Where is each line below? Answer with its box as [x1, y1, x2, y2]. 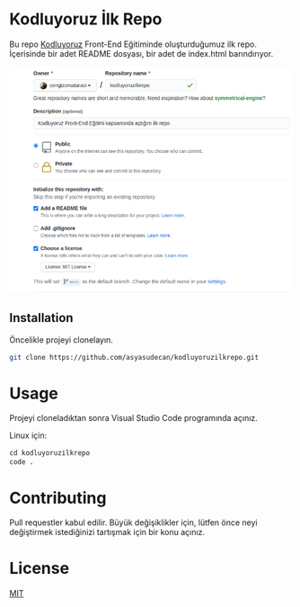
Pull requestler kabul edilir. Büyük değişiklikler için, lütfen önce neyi [9, 517, 258, 528]
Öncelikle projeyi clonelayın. [9, 334, 114, 345]
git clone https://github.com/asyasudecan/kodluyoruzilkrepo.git [9, 353, 259, 362]
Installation [9, 310, 74, 326]
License [9, 558, 70, 579]
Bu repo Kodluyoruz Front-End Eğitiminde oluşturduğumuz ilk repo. [9, 39, 258, 49]
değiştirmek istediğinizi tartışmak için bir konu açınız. [9, 527, 205, 538]
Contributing [9, 487, 107, 508]
